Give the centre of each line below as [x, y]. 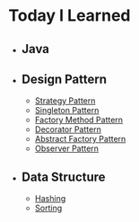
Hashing [50, 199]
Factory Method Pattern [78, 120]
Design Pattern [64, 79]
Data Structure [63, 177]
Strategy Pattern [65, 101]
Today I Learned [69, 16]
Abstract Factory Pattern [80, 139]
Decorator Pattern [68, 129]
